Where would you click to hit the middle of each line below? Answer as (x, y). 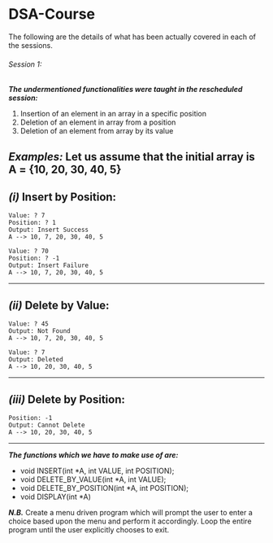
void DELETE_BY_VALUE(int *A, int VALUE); (93, 479)
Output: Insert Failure (49, 265)
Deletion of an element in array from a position (98, 122)
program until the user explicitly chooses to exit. (89, 529)
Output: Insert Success (49, 230)
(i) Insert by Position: (62, 197)
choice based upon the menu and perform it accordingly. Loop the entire (130, 521)
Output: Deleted (36, 360)
